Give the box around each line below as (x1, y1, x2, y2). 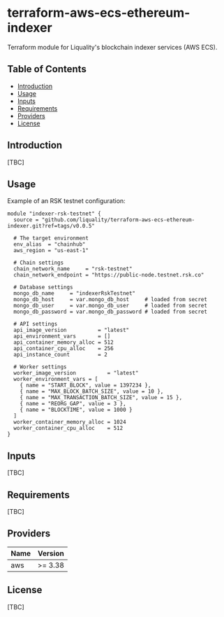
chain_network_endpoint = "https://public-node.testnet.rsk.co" (13, 272, 204, 279)
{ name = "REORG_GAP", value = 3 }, (20, 401, 127, 408)
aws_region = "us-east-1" (13, 247, 89, 254)
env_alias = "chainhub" (13, 241, 86, 248)
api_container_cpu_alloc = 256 (13, 345, 114, 352)
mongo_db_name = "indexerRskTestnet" (13, 290, 136, 297)
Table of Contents (7, 63, 87, 75)
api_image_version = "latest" (13, 327, 130, 334)
